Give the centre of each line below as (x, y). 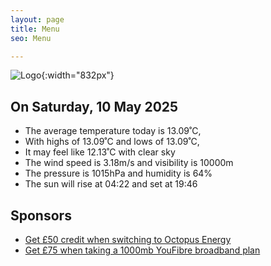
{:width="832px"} (78, 75)
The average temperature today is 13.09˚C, (113, 131)
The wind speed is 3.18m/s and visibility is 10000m (129, 163)
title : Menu (35, 29)
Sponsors (41, 215)
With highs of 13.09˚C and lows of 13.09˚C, (112, 142)
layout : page (37, 19)
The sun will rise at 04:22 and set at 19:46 (111, 184)
